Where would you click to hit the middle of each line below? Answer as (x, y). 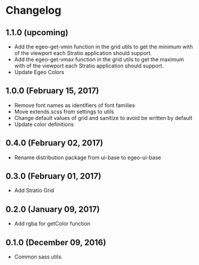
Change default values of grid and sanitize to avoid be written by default (103, 118)
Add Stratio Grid (34, 190)
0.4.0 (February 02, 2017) (54, 143)
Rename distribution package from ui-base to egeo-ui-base (88, 157)
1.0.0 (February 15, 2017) (52, 91)
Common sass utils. (39, 257)
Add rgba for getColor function (52, 224)
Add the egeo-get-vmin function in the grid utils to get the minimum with (103, 47)
